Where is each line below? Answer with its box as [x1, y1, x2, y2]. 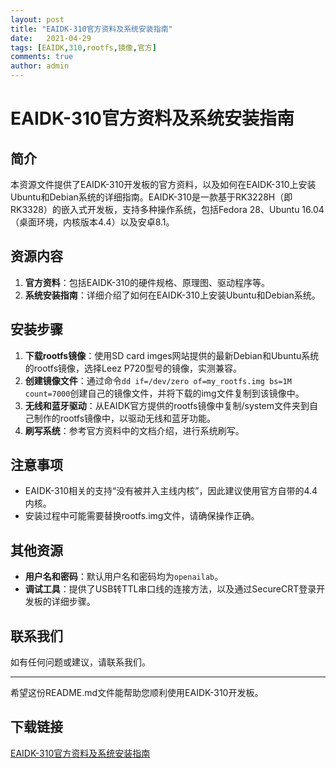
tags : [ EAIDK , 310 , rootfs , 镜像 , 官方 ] [10, 42, 157, 53]
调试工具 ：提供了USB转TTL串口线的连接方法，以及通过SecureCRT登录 [24, 583, 317, 595]
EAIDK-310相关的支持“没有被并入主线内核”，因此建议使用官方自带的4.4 [24, 485, 318, 497]
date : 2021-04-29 [10, 33, 92, 43]
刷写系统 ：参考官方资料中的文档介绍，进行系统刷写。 [24, 424, 245, 436]
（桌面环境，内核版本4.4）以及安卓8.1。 [10, 216, 175, 228]
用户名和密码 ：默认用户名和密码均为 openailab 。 [24, 571, 224, 583]
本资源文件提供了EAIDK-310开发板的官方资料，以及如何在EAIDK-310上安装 [10, 179, 317, 190]
